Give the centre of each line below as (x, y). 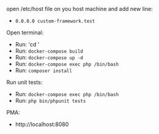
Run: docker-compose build (49, 51)
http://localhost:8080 (42, 124)
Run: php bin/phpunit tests (50, 101)
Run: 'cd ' (27, 44)
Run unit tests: (24, 82)
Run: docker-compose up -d (49, 57)
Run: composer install (43, 70)
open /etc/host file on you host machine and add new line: (79, 9)
